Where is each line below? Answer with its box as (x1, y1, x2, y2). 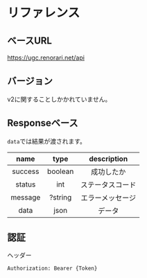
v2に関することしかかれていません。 (7, 95, 112, 103)
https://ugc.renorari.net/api (7, 53, 85, 62)
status (15, 180, 36, 189)
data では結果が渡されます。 (7, 137, 87, 145)
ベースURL (7, 35, 52, 46)
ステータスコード (80, 180, 137, 189)
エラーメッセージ (80, 193, 137, 202)
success (11, 166, 40, 176)
